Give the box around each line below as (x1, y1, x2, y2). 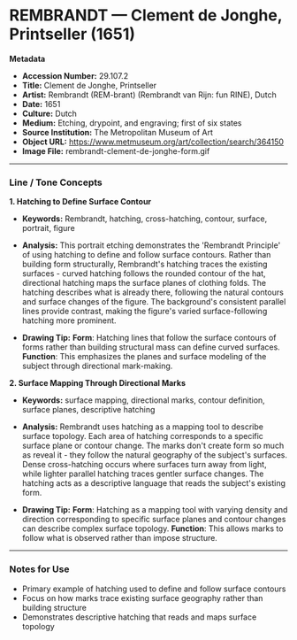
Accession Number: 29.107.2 (21, 70, 129, 81)
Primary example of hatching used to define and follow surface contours (21, 583, 286, 594)
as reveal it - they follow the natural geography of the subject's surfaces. (21, 450, 287, 460)
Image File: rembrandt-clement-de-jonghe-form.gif (21, 145, 210, 156)
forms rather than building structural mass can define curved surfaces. (21, 342, 280, 352)
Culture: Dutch (21, 108, 78, 119)
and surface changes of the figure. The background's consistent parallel (21, 297, 286, 307)
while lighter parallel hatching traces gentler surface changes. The (21, 468, 264, 479)
